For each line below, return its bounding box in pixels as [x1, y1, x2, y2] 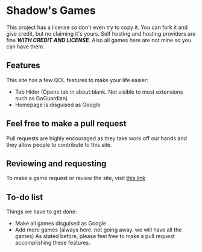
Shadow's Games [6, 4, 96, 18]
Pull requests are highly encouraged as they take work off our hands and [6, 134, 188, 142]
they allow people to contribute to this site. [6, 141, 112, 148]
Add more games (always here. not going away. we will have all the [14, 226, 182, 233]
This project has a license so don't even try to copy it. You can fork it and [6, 24, 188, 31]
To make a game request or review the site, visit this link [6, 175, 146, 182]
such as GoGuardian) [14, 94, 68, 102]
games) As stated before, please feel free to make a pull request [14, 233, 175, 240]
